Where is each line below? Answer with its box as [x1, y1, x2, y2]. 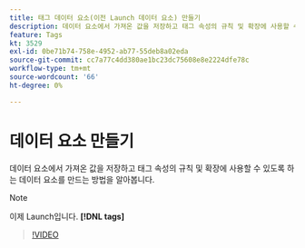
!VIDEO [31, 229, 59, 240]
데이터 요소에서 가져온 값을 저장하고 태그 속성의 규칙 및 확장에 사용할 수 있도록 [9, 163, 286, 174]
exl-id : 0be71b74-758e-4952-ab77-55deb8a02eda [9, 47, 189, 56]
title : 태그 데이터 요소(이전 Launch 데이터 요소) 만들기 [9, 13, 202, 23]
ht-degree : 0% [9, 81, 64, 90]
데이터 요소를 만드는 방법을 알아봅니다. [18, 174, 155, 184]
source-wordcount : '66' [9, 73, 100, 82]
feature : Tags [9, 30, 64, 39]
